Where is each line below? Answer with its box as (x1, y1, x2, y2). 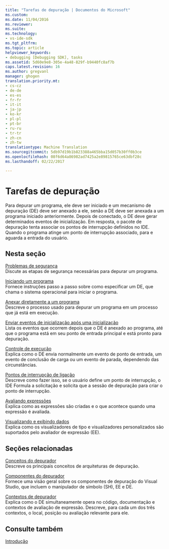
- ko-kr (5, 112, 22, 117)
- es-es (5, 93, 22, 98)
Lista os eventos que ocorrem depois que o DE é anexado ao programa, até (5, 325, 163, 331)
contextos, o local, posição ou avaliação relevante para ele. (5, 510, 129, 516)
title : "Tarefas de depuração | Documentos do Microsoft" (5, 7, 130, 13)
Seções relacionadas (5, 444, 73, 453)
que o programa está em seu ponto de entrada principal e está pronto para (5, 331, 162, 337)
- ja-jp (5, 107, 22, 112)
